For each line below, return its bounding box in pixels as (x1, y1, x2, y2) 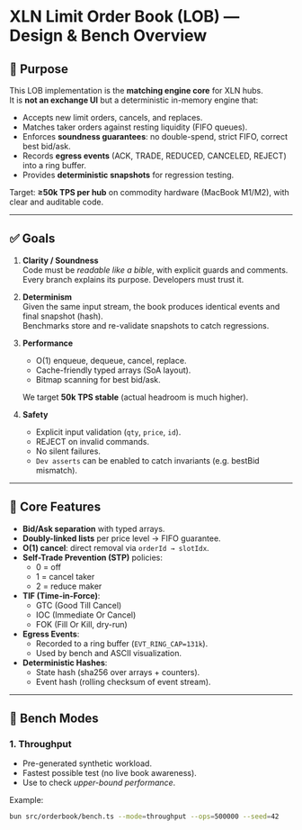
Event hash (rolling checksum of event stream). (35, 676, 211, 687)
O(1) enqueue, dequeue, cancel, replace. (35, 355, 187, 365)
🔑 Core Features (9, 500, 102, 515)
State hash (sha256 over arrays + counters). (35, 666, 200, 677)
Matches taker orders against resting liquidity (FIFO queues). (22, 122, 248, 132)
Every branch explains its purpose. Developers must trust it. (22, 274, 244, 284)
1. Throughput (9, 737, 72, 750)
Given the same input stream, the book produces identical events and (22, 301, 280, 311)
